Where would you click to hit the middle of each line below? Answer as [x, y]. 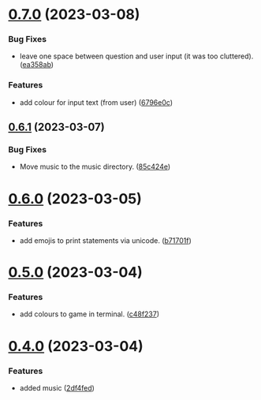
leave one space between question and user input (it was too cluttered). [136, 56]
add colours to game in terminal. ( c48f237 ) [89, 314]
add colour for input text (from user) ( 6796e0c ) [96, 102]
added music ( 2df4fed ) [57, 387]
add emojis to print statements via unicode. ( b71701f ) [105, 240]
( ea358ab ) [36, 65]
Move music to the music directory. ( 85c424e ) [95, 166]
